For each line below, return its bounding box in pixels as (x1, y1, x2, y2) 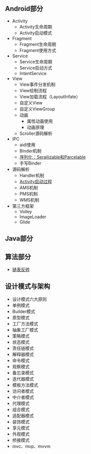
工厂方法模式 (12, 321, 38, 327)
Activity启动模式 (19, 30, 52, 36)
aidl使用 (19, 142, 36, 148)
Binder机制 (19, 148, 42, 153)
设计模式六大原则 (12, 296, 47, 302)
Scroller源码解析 (19, 130, 53, 136)
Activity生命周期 (19, 24, 52, 29)
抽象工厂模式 (12, 327, 38, 332)
